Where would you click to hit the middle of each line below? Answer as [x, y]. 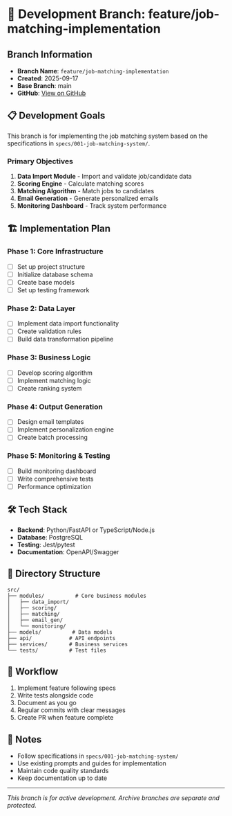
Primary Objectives [40, 161]
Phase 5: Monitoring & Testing [59, 456]
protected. [22, 806]
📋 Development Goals [56, 116]
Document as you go [47, 703]
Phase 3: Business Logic [49, 357]
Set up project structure [51, 267]
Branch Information [50, 54]
